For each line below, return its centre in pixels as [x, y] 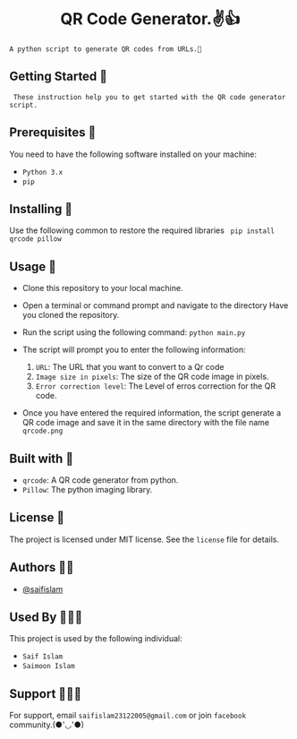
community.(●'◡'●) [47, 725]
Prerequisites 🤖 [53, 133]
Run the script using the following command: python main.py [134, 332]
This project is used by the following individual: [96, 639]
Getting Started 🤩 [59, 77]
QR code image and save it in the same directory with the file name [146, 423]
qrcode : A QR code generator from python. [100, 480]
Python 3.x [42, 172]
